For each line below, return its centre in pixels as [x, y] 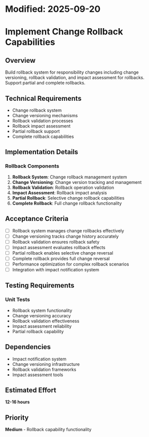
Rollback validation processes [42, 121]
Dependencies [28, 347]
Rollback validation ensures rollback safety [56, 242]
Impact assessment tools [37, 375]
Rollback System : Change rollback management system [70, 177]
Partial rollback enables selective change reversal [63, 253]
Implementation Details [42, 152]
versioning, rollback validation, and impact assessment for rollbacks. [75, 78]
